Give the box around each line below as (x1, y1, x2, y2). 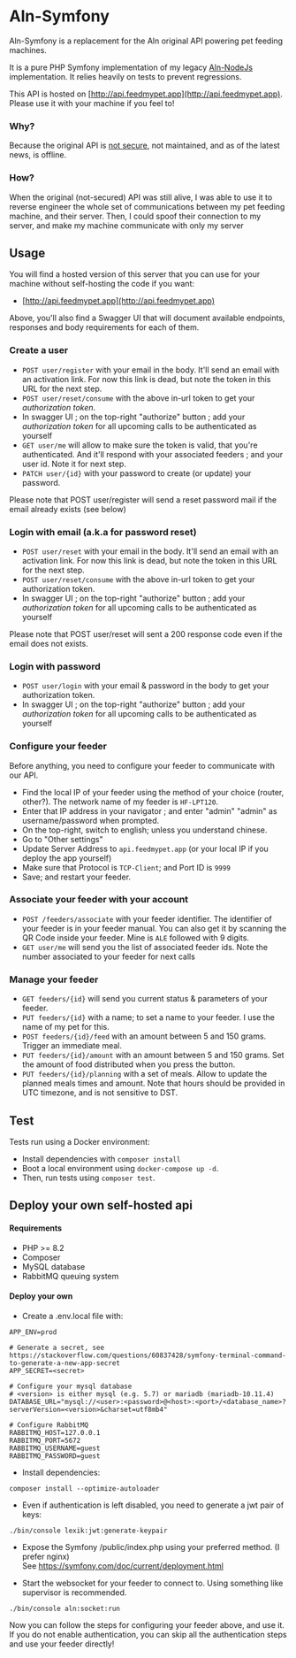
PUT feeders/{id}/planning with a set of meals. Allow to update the (21, 1069, 268, 1079)
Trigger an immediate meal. (21, 1040, 122, 1051)
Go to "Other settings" (21, 833, 103, 844)
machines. (9, 44, 47, 55)
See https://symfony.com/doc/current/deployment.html (21, 1560, 224, 1571)
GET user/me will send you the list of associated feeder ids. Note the (21, 941, 269, 952)
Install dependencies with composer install (21, 1153, 181, 1164)
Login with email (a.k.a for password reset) (9, 526, 197, 538)
